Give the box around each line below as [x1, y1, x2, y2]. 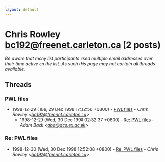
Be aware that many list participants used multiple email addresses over [5, 55, 153, 61]
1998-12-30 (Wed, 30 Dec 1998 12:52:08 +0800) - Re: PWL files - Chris [12, 146, 158, 152]
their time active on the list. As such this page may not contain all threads [5, 60, 156, 67]
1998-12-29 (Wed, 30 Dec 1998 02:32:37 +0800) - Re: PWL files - [19, 117, 154, 123]
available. [5, 66, 26, 72]
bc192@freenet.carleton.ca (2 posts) [5, 39, 161, 50]
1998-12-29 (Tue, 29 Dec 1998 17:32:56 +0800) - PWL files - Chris [12, 107, 148, 112]
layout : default [5, 7, 39, 12]
